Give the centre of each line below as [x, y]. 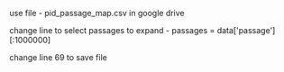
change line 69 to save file [59, 57]
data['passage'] [246, 30]
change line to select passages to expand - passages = [112, 30]
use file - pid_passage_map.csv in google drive [97, 13]
